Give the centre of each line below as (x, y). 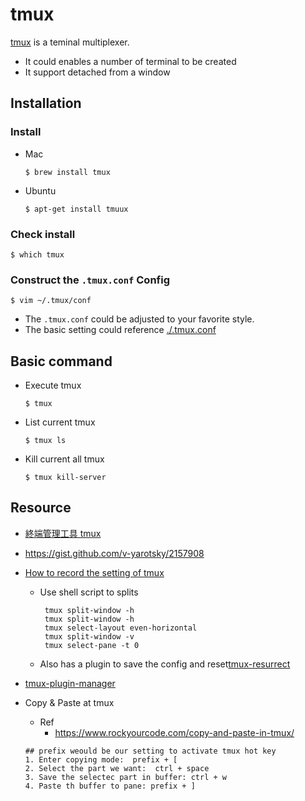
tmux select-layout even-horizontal (121, 628)
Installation (46, 103)
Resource (41, 508)
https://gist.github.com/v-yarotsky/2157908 (114, 553)
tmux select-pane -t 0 (92, 645)
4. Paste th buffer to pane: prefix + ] (110, 786)
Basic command (61, 361)
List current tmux (60, 422)
